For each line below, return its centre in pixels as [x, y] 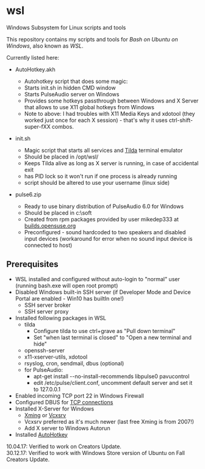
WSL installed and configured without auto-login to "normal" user [97, 279]
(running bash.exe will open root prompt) [67, 285]
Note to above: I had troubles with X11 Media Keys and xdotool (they [110, 113]
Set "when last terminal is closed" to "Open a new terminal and [113, 337]
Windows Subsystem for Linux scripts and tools [66, 27]
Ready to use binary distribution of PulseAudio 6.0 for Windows [104, 206]
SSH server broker [48, 305]
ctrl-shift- [181, 120]
